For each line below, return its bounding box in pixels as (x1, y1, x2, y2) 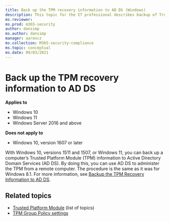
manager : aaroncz (5, 36, 42, 41)
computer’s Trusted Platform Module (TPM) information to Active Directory (5, 155, 161, 161)
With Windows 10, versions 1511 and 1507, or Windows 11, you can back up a (5, 149, 163, 155)
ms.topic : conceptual (5, 45, 51, 50)
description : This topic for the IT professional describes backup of (5, 12, 157, 17)
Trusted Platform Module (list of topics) (12, 205, 95, 211)
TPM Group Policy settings (12, 210, 68, 216)
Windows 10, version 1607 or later (12, 140, 83, 146)
